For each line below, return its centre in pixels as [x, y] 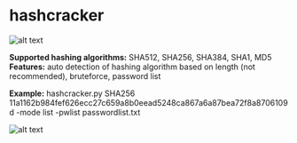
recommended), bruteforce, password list [85, 75]
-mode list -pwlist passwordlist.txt [78, 112]
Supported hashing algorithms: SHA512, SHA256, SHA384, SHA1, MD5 [141, 57]
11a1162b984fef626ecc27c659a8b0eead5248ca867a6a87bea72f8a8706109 [148, 102]
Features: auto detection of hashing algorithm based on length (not [132, 67]
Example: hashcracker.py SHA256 [72, 93]
